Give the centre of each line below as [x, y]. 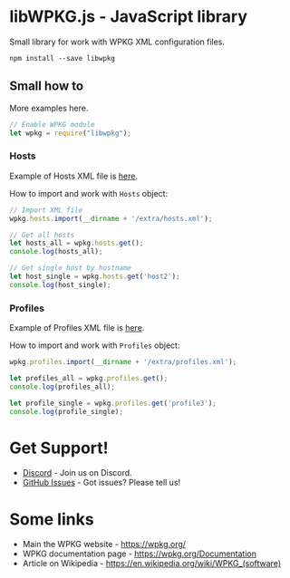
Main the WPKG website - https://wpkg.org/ [104, 544]
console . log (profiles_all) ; [63, 387]
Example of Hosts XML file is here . [74, 176]
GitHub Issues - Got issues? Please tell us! [101, 483]
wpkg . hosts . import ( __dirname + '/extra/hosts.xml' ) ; [111, 218]
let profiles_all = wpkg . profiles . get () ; [89, 378]
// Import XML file [46, 210]
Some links [52, 519]
